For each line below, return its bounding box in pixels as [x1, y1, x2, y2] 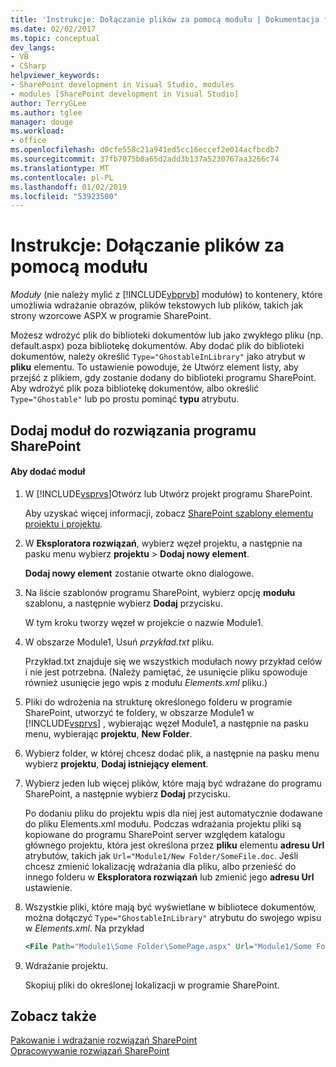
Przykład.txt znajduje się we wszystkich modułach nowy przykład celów [24, 655, 323, 667]
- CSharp [10, 61, 47, 71]
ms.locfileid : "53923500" [10, 191, 118, 201]
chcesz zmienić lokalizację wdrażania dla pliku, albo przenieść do [24, 860, 297, 872]
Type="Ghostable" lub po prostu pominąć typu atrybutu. [10, 393, 240, 405]
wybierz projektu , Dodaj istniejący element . [24, 757, 209, 770]
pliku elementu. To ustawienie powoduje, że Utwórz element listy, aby [10, 361, 299, 373]
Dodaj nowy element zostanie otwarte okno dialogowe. [24, 567, 255, 579]
